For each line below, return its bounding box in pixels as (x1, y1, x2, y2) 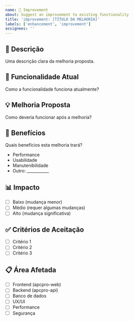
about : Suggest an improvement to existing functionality (5, 12, 129, 17)
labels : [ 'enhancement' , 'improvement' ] (5, 21, 91, 27)
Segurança (12, 310, 36, 316)
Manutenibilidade (12, 162, 49, 169)
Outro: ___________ (12, 168, 49, 174)
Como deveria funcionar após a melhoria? (5, 114, 92, 120)
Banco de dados (12, 293, 47, 299)
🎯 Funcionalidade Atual (5, 73, 79, 81)
